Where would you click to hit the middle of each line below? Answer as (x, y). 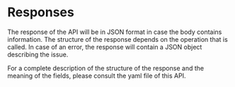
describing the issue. (38, 54)
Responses (41, 12)
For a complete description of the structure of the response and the (105, 68)
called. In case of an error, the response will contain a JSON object (105, 47)
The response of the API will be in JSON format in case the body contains (115, 32)
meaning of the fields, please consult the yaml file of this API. (97, 76)
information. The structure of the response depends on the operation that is (117, 39)
